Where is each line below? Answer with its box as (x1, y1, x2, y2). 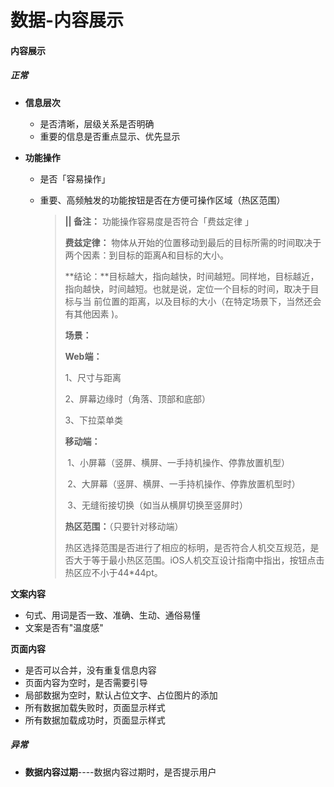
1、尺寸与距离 (64, 371, 122, 383)
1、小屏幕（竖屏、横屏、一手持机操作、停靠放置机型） (67, 456, 291, 468)
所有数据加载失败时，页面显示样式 (24, 701, 166, 713)
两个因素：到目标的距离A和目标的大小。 (64, 249, 230, 261)
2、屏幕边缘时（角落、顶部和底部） (64, 392, 211, 405)
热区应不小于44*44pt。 (64, 566, 163, 578)
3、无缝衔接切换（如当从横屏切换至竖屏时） (67, 499, 248, 511)
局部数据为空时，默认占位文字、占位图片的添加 (24, 689, 218, 701)
